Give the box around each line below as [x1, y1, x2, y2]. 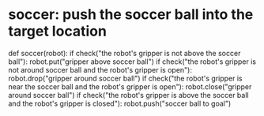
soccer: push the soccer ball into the [8, 6, 254, 24]
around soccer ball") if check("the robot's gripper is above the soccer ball [8, 90, 249, 99]
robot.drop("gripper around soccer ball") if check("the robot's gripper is [8, 73, 243, 83]
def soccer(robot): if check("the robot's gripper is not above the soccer [8, 48, 241, 58]
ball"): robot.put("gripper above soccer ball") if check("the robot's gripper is [8, 57, 257, 66]
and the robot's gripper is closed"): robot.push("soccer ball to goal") [8, 99, 232, 108]
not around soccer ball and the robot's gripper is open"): [8, 65, 192, 74]
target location [8, 22, 107, 40]
